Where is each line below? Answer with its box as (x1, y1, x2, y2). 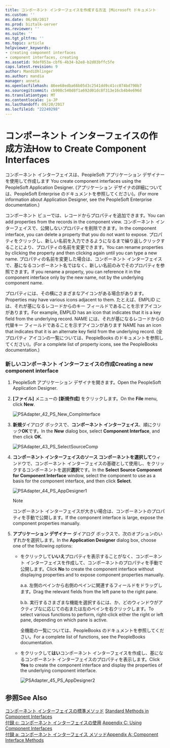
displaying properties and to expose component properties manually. (20, 572, 164, 578)
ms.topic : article (5, 41, 44, 46)
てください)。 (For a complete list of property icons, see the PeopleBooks (5, 341, 158, 347)
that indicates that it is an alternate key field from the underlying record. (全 (5, 328, 162, 334)
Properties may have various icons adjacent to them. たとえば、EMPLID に (5, 296, 161, 303)
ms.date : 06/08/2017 (5, 17, 49, 22)
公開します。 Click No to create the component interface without (20, 566, 154, 572)
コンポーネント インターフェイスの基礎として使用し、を (35, 461, 151, 467)
